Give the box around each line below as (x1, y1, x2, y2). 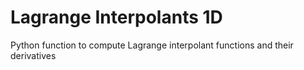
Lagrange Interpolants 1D (10, 6, 223, 29)
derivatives (10, 49, 57, 61)
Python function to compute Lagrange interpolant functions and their (10, 39, 294, 51)
